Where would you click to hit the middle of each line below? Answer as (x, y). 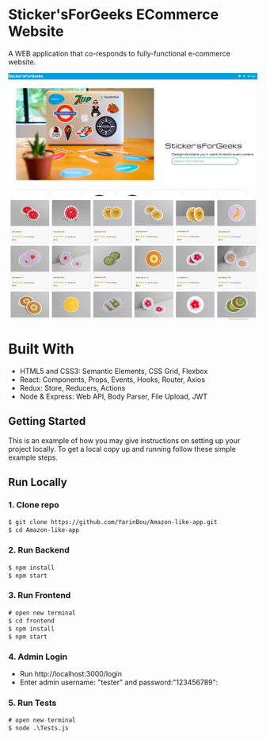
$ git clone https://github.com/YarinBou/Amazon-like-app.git (113, 522)
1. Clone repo (34, 504)
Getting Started (47, 421)
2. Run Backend (39, 550)
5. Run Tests (32, 703)
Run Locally (38, 482)
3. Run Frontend (40, 595)
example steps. (33, 457)
